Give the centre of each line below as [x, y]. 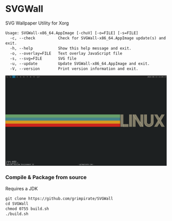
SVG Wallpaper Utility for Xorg [37, 23]
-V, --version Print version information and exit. [74, 69]
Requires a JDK [22, 188]
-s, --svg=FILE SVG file [43, 58]
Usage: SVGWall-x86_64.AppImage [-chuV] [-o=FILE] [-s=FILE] [72, 33]
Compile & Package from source [46, 178]
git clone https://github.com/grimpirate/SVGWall [59, 199]
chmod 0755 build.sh [27, 209]
